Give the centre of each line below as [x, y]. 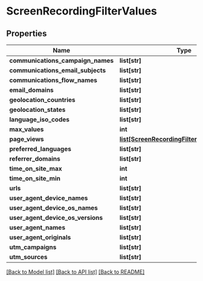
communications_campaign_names [61, 60]
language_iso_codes [39, 119]
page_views [27, 139]
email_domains [32, 90]
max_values [27, 129]
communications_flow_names [53, 80]
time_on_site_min [35, 178]
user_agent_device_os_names [54, 208]
